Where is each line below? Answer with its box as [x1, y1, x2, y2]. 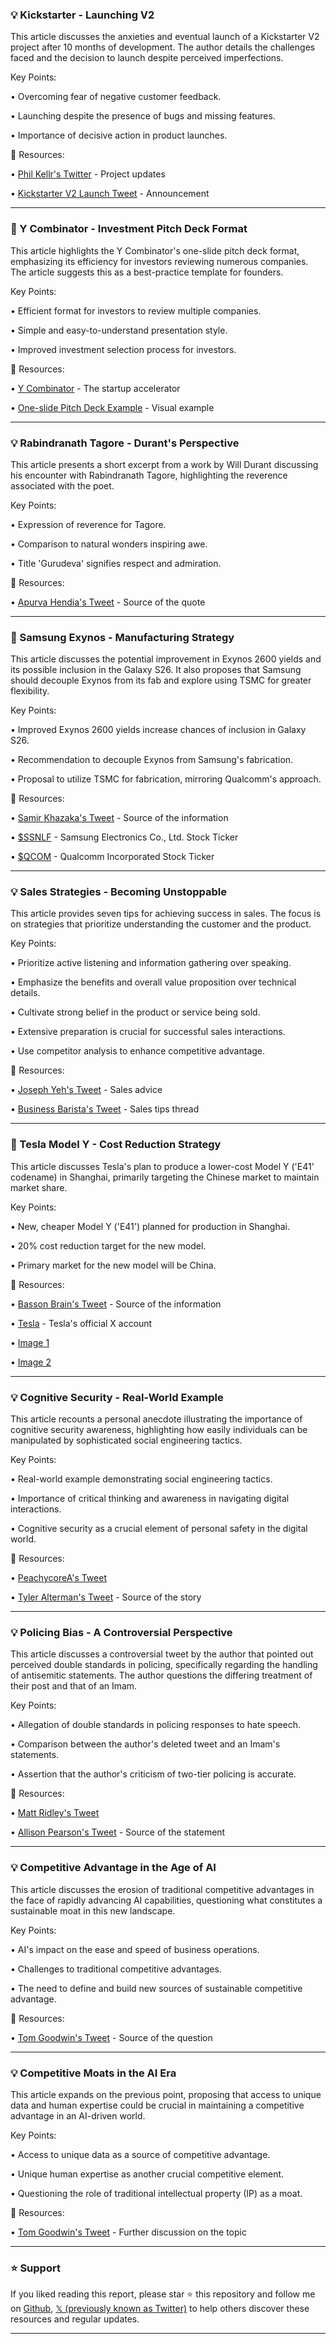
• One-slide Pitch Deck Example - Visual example [10, 401, 215, 413]
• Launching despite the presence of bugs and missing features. [10, 110, 276, 122]
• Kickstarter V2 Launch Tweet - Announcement [10, 188, 210, 200]
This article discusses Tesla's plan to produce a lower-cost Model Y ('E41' [10, 1160, 315, 1172]
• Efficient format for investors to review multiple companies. [10, 304, 262, 317]
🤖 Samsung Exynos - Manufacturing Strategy [10, 630, 235, 644]
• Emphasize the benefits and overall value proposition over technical [10, 976, 297, 988]
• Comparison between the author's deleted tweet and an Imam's [10, 1738, 281, 1750]
